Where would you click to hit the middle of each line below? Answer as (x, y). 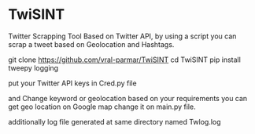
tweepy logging (33, 67)
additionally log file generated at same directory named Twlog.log (115, 121)
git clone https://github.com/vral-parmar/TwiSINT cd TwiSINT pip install (125, 60)
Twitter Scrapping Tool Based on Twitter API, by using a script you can (122, 36)
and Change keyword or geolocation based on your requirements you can (128, 98)
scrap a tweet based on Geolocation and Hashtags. (91, 44)
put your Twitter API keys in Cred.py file (72, 83)
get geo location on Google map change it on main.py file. (102, 107)
